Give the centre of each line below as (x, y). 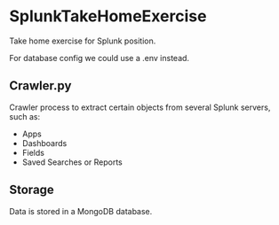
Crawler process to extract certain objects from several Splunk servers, (140, 107)
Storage (32, 190)
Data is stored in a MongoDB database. (81, 211)
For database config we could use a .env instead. (99, 58)
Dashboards (44, 143)
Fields (33, 152)
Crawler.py (40, 86)
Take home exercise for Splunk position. (83, 41)
